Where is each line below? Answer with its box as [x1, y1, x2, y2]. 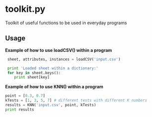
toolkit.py [5, 3, 46, 15]
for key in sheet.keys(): [7, 70, 61, 75]
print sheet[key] [14, 75, 50, 80]
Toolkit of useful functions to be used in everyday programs [5, 20, 127, 26]
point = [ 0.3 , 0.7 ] [5, 93, 46, 98]
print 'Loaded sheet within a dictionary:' [7, 66, 99, 71]
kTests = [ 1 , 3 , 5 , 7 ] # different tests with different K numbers [5, 98, 148, 103]
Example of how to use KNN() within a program [5, 84, 103, 90]
